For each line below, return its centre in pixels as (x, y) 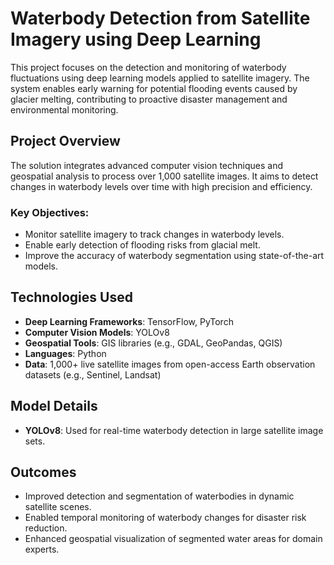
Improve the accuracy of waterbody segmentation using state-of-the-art (174, 256)
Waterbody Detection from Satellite (160, 18)
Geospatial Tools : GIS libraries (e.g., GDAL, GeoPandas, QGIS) (153, 343)
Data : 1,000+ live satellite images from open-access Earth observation (170, 364)
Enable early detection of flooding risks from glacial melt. (142, 245)
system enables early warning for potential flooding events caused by (154, 88)
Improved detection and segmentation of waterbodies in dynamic (159, 496)
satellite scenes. (58, 507)
